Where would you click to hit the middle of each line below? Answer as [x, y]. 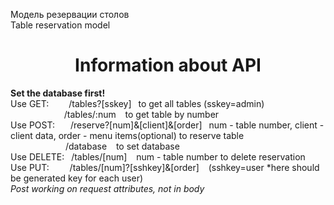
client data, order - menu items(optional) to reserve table [127, 135]
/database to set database [122, 146]
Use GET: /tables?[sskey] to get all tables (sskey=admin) [137, 103]
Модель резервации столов [70, 14]
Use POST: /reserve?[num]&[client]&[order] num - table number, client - [167, 125]
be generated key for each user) [77, 178]
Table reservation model [60, 25]
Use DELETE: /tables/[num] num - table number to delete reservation [158, 156]
